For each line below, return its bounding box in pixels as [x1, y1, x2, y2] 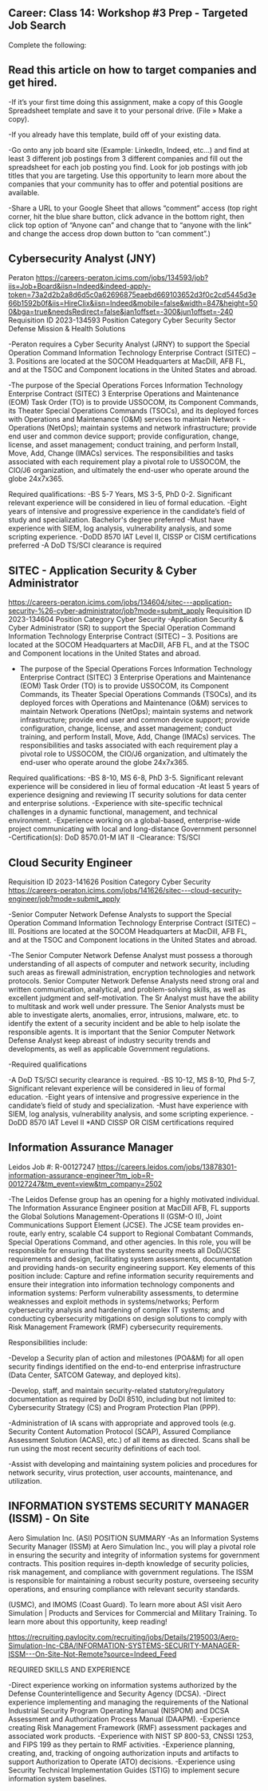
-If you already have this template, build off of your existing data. [8, 130, 222, 139]
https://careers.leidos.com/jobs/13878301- [97, 1162, 238, 1172]
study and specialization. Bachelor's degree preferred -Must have [8, 515, 225, 525]
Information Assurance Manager [8, 1140, 174, 1155]
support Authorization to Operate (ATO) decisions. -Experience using [8, 1757, 235, 1766]
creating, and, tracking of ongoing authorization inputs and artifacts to [8, 1748, 239, 1757]
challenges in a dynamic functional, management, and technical [8, 807, 218, 817]
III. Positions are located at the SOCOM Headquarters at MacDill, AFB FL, [8, 927, 247, 936]
